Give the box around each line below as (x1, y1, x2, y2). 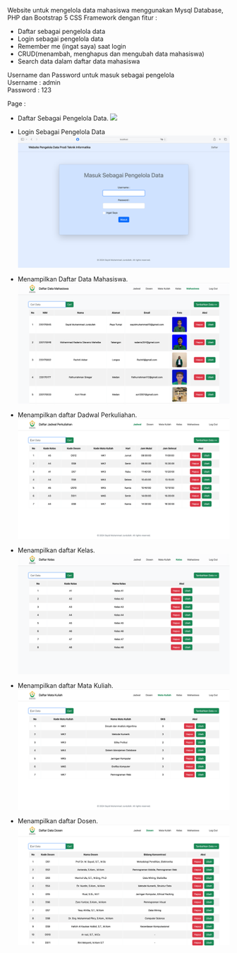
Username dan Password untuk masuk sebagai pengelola (7, 71, 175, 79)
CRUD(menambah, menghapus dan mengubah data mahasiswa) (17, 49, 205, 58)
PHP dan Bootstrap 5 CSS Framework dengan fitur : (7, 13, 157, 22)
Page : (7, 99, 26, 108)
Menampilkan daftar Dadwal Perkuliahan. (17, 411, 138, 419)
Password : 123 (7, 86, 51, 94)
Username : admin (7, 78, 61, 87)
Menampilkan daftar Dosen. (17, 817, 99, 825)
